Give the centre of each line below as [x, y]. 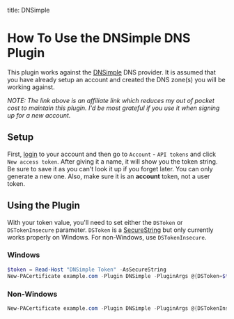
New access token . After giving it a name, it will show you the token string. [112, 161]
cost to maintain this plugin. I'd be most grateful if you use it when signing [114, 108]
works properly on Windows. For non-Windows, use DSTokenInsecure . [107, 237]
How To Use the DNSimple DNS [99, 38]
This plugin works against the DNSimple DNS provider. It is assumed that [111, 72]
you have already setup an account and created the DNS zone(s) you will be [116, 79]
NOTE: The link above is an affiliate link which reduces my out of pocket [111, 100]
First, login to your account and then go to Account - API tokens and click [112, 154]
